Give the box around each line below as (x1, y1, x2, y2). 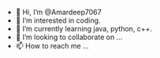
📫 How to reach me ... (15, 42, 89, 50)
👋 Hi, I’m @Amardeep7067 (15, 8, 102, 16)
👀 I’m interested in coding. (15, 16, 101, 25)
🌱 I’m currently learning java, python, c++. (15, 24, 152, 33)
